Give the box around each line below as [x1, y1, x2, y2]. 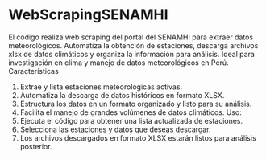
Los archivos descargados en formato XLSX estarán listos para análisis [19, 132, 256, 142]
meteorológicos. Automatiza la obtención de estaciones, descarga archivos [8, 40, 259, 50]
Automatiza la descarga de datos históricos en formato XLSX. [19, 90, 225, 100]
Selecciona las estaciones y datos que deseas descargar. [19, 124, 211, 134]
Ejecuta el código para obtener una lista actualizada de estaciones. [19, 116, 243, 125]
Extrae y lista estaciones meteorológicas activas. [19, 82, 183, 92]
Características [8, 66, 59, 75]
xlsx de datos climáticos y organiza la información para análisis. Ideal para [8, 49, 256, 59]
